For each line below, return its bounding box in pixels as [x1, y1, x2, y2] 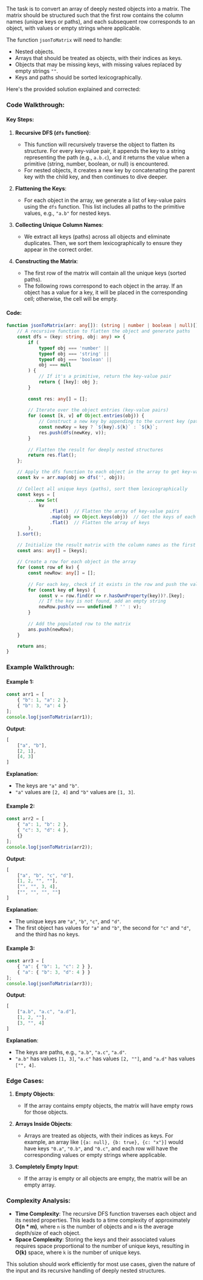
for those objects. [24, 1108, 68, 1116]
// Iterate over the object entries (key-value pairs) [28, 407, 169, 413]
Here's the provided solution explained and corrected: [6, 86, 141, 93]
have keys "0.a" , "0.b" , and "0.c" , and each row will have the [24, 1145, 178, 1152]
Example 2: [6, 802, 35, 809]
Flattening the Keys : [14, 185, 67, 192]
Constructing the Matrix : [14, 258, 79, 265]
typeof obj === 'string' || [38, 351, 110, 357]
